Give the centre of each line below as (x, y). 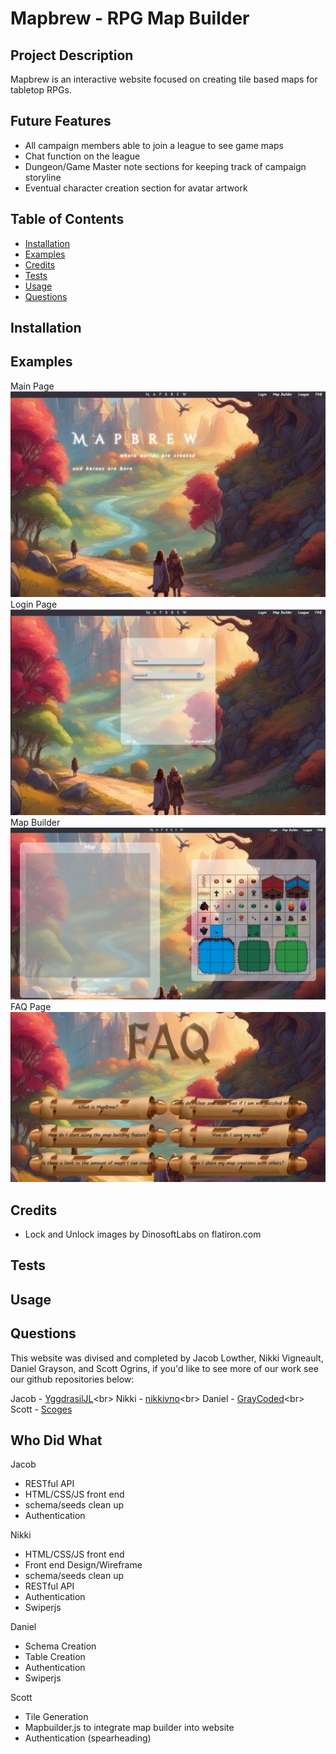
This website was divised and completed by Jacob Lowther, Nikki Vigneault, (167, 1358)
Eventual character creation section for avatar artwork (136, 188)
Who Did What (56, 1440)
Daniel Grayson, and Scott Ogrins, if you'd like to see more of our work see (164, 1368)
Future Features (61, 121)
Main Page (32, 386)
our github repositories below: (72, 1379)
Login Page (34, 604)
